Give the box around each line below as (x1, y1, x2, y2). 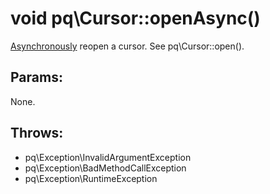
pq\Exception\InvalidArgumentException (24, 151, 192, 163)
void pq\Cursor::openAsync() (10, 7, 261, 30)
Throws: (10, 125, 64, 142)
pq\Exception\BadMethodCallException (24, 162, 187, 174)
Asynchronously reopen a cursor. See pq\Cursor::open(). (10, 40, 245, 52)
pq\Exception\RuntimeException (24, 172, 158, 184)
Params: (10, 69, 63, 86)
